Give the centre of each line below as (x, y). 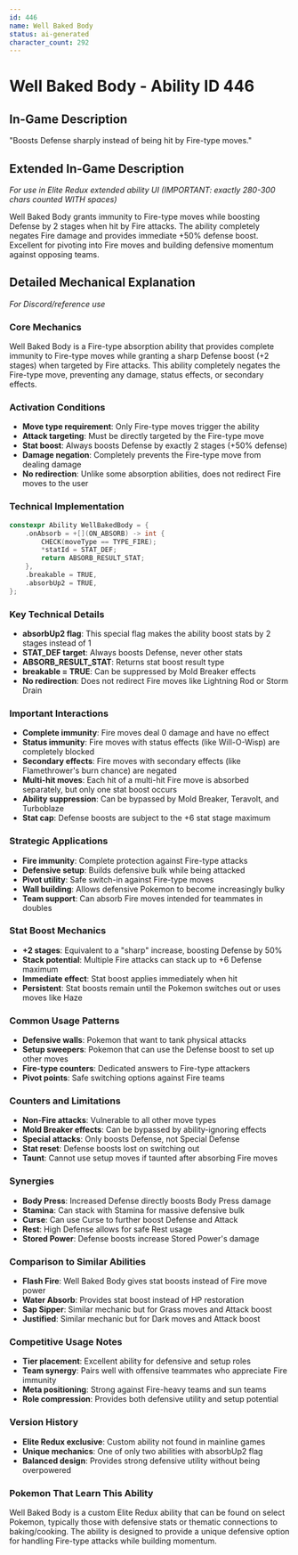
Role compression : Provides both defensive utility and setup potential (150, 1399)
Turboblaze (43, 809)
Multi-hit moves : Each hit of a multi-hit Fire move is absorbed (135, 780)
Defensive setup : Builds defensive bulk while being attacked (133, 870)
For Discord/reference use (57, 304)
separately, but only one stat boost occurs (100, 790)
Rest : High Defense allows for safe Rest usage (107, 1229)
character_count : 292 (49, 42)
